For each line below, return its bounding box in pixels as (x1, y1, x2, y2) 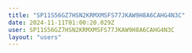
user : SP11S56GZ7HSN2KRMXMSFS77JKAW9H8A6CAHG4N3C (8, 26, 175, 34)
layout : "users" (8, 33, 62, 41)
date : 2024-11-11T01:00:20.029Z (8, 19, 115, 26)
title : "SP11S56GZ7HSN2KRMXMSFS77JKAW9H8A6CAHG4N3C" (8, 11, 186, 19)
